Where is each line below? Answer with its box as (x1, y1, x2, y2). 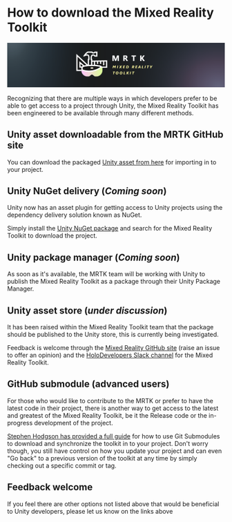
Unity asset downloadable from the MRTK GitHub (7, 129, 224, 141)
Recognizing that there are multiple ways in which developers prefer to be (7, 94, 217, 102)
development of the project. (34, 418, 113, 427)
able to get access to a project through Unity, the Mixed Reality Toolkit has (7, 101, 219, 110)
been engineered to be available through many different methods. (7, 108, 194, 117)
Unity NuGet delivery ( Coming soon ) (7, 185, 167, 197)
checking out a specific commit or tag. (7, 461, 117, 470)
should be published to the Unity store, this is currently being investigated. (7, 330, 219, 339)
